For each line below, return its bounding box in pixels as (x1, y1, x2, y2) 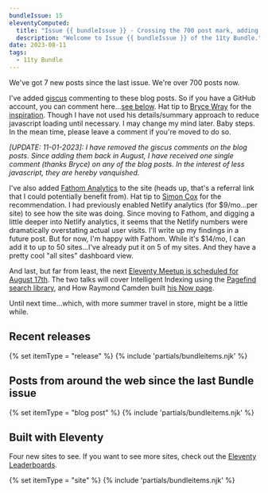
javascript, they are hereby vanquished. (9, 168, 140, 177)
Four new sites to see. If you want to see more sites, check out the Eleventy (9, 452, 257, 461)
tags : (9, 49, 27, 56)
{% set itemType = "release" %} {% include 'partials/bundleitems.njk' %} (9, 351, 248, 360)
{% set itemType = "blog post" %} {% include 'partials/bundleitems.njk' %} (9, 407, 255, 417)
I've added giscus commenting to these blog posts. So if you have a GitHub (9, 93, 256, 103)
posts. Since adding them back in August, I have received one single (9, 150, 234, 160)
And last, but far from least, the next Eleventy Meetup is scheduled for (9, 266, 239, 275)
